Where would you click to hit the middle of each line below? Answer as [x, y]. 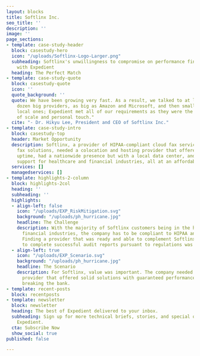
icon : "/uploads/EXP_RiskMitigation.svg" [69, 211]
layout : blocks [25, 12]
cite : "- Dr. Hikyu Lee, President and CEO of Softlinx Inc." [90, 123]
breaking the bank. [46, 283]
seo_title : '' [24, 23]
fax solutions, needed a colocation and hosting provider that [97, 150]
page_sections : [25, 39]
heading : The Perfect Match [46, 73]
